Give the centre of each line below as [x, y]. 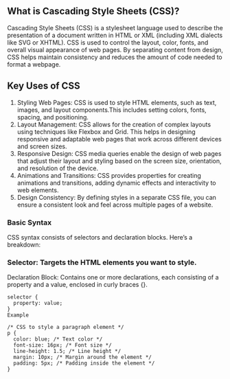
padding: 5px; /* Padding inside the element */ [84, 363]
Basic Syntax [30, 222]
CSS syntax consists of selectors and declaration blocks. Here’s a [100, 237]
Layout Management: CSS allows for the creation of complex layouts [114, 124]
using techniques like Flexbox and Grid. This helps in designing [106, 131]
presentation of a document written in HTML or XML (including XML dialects [115, 35]
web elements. [38, 190]
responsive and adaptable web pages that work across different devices [119, 139]
